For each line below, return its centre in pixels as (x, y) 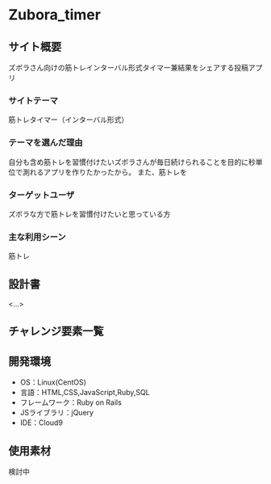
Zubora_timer (54, 15)
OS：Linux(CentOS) (53, 382)
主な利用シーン (37, 237)
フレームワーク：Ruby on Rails (71, 402)
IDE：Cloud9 (41, 423)
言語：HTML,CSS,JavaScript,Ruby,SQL (85, 393)
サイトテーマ (33, 100)
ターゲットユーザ (42, 195)
